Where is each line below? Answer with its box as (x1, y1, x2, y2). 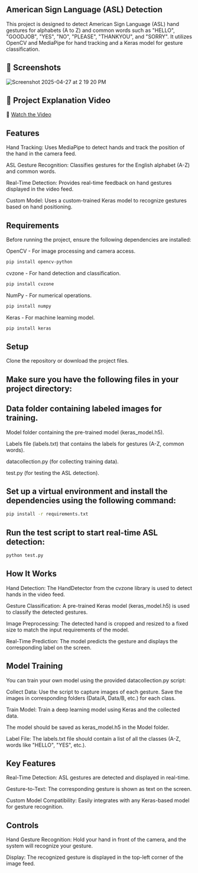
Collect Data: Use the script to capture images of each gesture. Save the (6, 688, 183, 695)
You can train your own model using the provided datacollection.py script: (6, 676, 186, 684)
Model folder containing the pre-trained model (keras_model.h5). (6, 428, 164, 436)
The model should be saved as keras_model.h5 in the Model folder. (6, 724, 170, 731)
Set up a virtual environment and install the (6, 486, 168, 496)
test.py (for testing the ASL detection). (6, 469, 99, 476)
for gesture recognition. (6, 803, 64, 810)
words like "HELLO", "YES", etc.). (6, 741, 87, 748)
